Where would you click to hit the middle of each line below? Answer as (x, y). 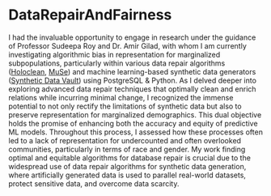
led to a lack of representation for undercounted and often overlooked (125, 140)
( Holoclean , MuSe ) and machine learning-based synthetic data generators (132, 71)
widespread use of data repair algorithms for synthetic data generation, (127, 166)
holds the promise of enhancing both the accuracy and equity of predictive (133, 123)
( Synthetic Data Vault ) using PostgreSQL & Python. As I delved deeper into (133, 80)
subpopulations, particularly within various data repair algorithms (117, 63)
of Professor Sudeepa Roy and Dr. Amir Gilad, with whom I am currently (127, 45)
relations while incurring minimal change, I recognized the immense (121, 97)
